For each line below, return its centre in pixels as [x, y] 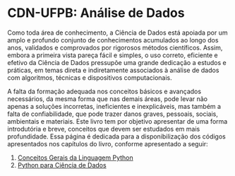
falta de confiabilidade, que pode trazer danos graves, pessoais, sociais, [113, 114]
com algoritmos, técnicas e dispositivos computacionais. [90, 77]
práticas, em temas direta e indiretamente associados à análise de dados [113, 70]
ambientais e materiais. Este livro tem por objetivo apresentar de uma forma [117, 121]
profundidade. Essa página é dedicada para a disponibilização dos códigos [116, 136]
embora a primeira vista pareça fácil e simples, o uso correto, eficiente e [113, 55]
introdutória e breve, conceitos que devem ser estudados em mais [104, 129]
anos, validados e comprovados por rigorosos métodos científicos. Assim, [115, 47]
